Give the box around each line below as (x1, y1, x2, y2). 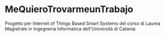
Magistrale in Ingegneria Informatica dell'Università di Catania (5, 25, 136, 31)
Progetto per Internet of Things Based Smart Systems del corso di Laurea (5, 20, 160, 26)
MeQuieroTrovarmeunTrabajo (5, 4, 134, 15)
